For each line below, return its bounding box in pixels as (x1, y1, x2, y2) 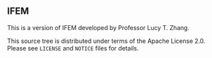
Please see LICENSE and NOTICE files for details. (7, 44, 139, 52)
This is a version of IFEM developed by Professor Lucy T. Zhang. (7, 23, 190, 31)
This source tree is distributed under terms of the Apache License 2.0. (7, 37, 206, 45)
